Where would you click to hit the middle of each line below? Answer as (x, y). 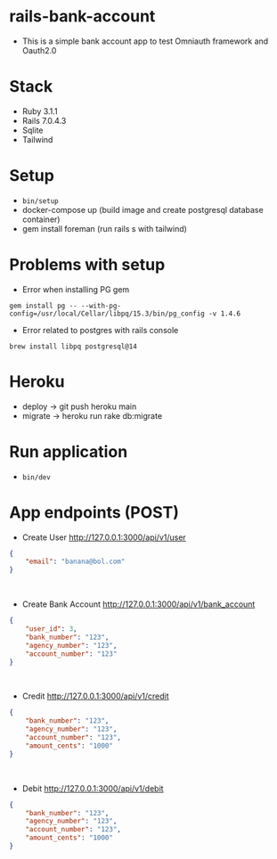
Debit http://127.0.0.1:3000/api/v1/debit (93, 788)
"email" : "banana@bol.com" (75, 562)
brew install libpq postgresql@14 (73, 346)
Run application (69, 451)
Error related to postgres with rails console (100, 330)
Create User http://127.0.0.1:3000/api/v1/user (104, 537)
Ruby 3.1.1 (40, 111)
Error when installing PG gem (76, 289)
